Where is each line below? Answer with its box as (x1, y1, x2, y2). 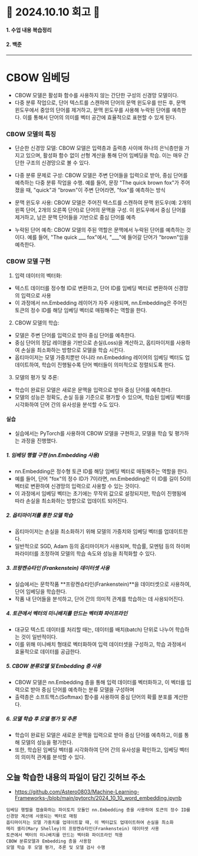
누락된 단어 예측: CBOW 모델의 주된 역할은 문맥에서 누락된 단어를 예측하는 (14, 227, 185, 234)
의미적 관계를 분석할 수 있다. (21, 753, 85, 760)
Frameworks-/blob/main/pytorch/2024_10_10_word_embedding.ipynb (14, 795, 182, 802)
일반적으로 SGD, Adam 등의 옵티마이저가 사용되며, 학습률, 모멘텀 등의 (14, 542, 175, 549)
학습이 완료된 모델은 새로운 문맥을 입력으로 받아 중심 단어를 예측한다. (14, 386, 172, 393)
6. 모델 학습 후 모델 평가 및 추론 (6, 715, 77, 723)
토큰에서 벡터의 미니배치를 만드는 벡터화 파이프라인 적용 (6, 832, 123, 838)
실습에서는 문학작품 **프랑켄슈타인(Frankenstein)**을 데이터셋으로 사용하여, (14, 580, 192, 588)
